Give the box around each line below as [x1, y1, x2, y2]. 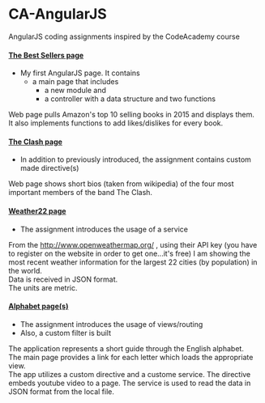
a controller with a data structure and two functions [44, 94, 216, 104]
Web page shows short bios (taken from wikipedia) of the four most [8, 179, 234, 189]
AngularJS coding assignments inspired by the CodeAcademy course [8, 32, 241, 41]
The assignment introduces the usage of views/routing [19, 319, 203, 329]
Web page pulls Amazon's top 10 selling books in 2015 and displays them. [8, 110, 255, 120]
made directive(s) [19, 163, 79, 173]
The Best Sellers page [8, 50, 84, 60]
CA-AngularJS [8, 5, 107, 23]
